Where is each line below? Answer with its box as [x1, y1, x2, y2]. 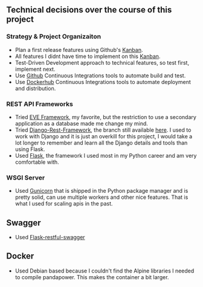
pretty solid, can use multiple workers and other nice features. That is [14, 193, 188, 201]
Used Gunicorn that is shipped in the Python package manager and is [14, 187, 188, 195]
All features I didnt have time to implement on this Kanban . [14, 53, 161, 60]
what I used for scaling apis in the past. [14, 200, 113, 207]
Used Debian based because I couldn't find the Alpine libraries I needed [14, 267, 195, 274]
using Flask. [14, 145, 45, 153]
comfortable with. [14, 158, 59, 166]
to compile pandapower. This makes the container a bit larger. [14, 273, 169, 280]
